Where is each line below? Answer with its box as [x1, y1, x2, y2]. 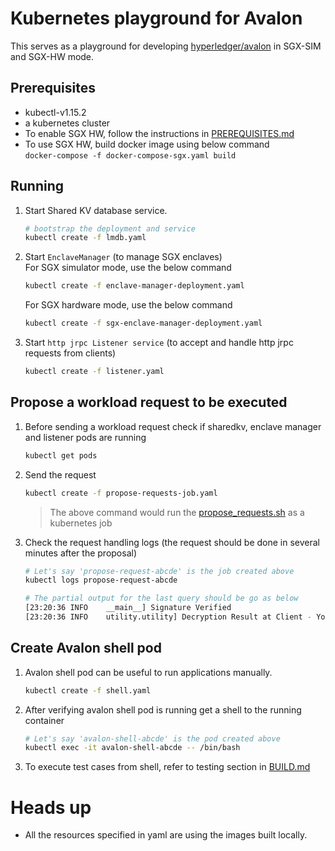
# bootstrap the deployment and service [24, 223, 196, 234]
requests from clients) [24, 347, 117, 359]
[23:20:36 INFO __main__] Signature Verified [24, 603, 232, 613]
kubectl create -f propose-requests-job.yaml [24, 488, 218, 498]
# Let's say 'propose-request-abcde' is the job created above [24, 566, 295, 576]
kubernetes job [49, 517, 113, 529]
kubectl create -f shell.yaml [24, 685, 152, 696]
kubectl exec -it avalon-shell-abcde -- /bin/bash [24, 743, 241, 753]
